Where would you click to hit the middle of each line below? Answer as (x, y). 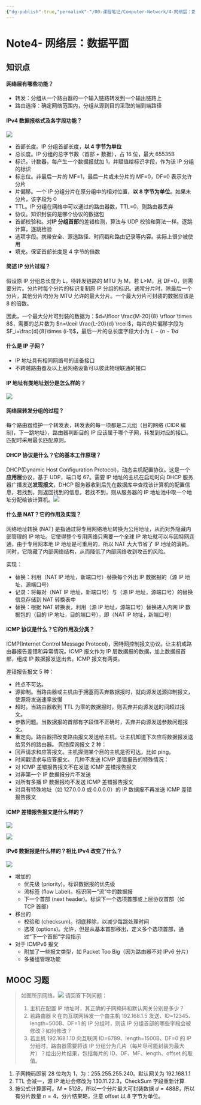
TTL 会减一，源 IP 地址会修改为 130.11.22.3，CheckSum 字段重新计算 (100, 1081)
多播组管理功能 (42, 959)
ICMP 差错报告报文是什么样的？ (45, 812)
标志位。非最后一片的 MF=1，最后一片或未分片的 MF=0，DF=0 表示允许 (103, 176)
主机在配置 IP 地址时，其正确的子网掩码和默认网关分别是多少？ (107, 1008)
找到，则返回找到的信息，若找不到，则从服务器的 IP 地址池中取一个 (104, 492)
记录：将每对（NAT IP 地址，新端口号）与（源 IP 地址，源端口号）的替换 (104, 592)
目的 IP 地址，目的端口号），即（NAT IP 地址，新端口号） (105, 614)
